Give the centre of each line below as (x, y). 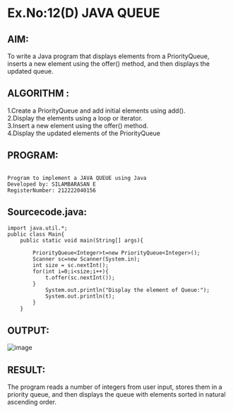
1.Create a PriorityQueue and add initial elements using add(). (96, 111)
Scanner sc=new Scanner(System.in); (86, 259)
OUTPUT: (28, 330)
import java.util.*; (38, 228)
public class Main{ (36, 234)
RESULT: (26, 370)
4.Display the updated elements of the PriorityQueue (84, 133)
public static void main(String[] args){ (82, 241)
